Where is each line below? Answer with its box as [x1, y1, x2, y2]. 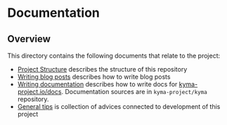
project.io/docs [17, 88, 62, 96]
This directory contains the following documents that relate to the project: [7, 51, 221, 60]
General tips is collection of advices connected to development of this [17, 103, 221, 110]
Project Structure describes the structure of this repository [17, 65, 188, 73]
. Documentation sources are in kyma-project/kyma [61, 88, 207, 96]
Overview [7, 33, 51, 45]
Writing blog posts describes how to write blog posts [17, 72, 171, 81]
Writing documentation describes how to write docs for [17, 80, 178, 88]
